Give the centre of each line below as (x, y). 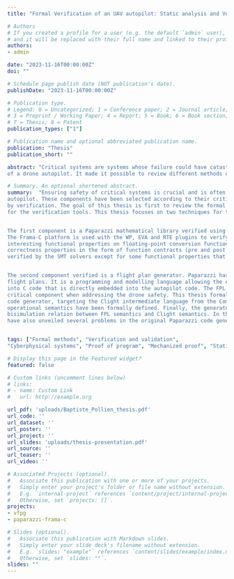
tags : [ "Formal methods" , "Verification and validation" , (93, 340)
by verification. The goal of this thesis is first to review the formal (117, 206)
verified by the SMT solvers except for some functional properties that (117, 257)
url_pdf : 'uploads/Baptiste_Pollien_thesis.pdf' (79, 410)
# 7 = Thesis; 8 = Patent (45, 123)
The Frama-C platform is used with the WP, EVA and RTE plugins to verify (118, 237)
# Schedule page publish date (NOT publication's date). (92, 84)
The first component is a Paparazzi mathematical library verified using (117, 231)
